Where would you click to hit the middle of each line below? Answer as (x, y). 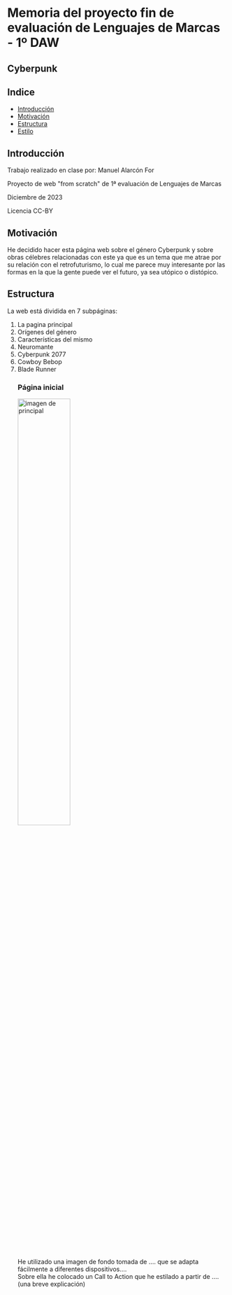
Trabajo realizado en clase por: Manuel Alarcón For (81, 170)
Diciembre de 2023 (35, 197)
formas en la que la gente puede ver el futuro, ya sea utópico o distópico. (113, 272)
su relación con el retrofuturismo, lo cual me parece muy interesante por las (116, 265)
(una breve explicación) (51, 1284)
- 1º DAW (34, 43)
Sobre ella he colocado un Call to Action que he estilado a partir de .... (118, 1277)
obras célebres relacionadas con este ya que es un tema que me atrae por (114, 258)
